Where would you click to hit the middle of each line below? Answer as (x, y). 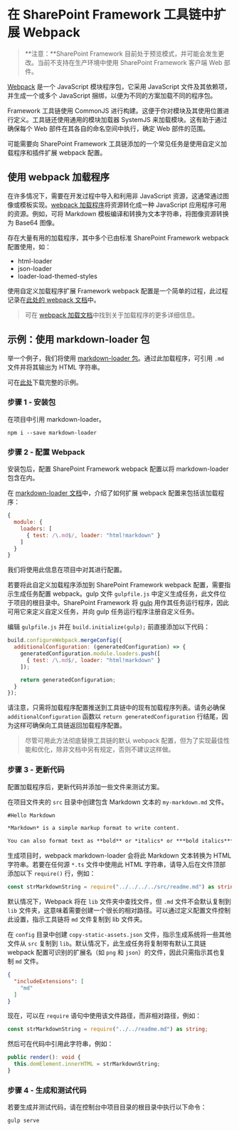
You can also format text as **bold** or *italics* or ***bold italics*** (121, 841)
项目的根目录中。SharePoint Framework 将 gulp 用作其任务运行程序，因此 (121, 603)
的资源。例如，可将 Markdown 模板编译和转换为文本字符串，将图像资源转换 (118, 213)
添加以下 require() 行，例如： (52, 873)
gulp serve (23, 1121)
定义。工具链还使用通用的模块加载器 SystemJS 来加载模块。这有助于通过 (120, 119)
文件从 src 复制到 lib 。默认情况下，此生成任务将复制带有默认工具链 (107, 943)
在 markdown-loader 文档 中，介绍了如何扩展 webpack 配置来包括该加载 (113, 493)
